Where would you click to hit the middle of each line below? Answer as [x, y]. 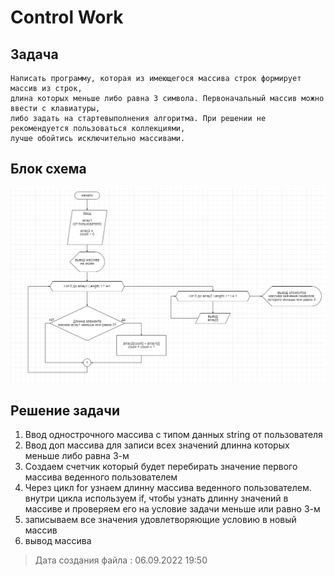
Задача [34, 54]
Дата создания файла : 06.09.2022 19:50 [121, 560]
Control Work [67, 17]
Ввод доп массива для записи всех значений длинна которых [157, 445]
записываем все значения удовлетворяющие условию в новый [160, 520]
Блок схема [48, 169]
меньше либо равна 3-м [77, 456]
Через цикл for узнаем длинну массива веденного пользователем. [168, 488]
